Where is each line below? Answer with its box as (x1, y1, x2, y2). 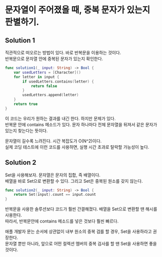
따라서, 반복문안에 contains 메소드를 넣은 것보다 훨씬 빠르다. (5, 218, 119, 224)
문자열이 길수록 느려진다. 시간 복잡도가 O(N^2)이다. (5, 138, 102, 144)
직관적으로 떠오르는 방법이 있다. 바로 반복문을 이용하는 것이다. (5, 50, 121, 55)
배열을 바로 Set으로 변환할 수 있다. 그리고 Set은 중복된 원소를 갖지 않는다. (5, 178, 143, 184)
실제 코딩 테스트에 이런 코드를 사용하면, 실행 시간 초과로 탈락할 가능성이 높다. (5, 144, 149, 150)
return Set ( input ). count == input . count (14, 192, 96, 197)
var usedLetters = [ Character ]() (14, 70, 81, 75)
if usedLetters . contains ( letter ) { (22, 79, 94, 84)
